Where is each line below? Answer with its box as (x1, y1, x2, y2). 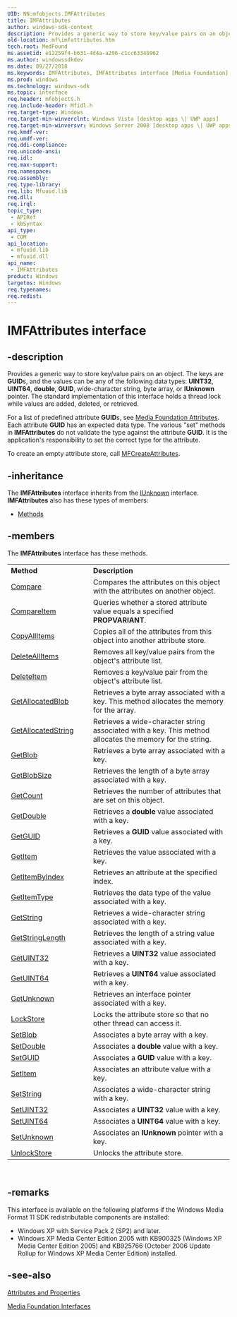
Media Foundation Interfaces (7, 1301, 91, 1310)
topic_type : (7, 208, 42, 215)
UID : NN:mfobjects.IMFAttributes (7, 10, 106, 18)
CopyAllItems (11, 631, 55, 641)
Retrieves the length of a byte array (92, 766, 210, 776)
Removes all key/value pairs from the (92, 647, 215, 656)
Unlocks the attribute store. (92, 1148, 183, 1157)
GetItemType (11, 892, 54, 902)
